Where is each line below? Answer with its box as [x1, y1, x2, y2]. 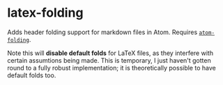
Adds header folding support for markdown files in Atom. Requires [7, 28, 198, 36]
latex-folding [7, 5, 84, 21]
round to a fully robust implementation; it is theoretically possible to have [7, 63, 216, 72]
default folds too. [7, 71, 56, 79]
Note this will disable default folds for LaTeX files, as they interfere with [7, 49, 214, 57]
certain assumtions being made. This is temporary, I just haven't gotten [7, 56, 211, 64]
